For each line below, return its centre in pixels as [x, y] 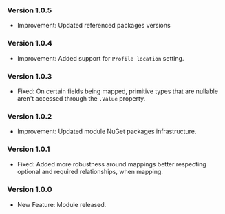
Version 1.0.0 [30, 190]
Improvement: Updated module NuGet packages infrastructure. [107, 132]
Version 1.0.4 [30, 43]
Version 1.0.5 [30, 10]
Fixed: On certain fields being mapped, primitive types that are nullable [118, 91]
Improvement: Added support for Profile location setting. [100, 58]
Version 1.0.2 [30, 116]
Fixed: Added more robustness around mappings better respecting [111, 164]
